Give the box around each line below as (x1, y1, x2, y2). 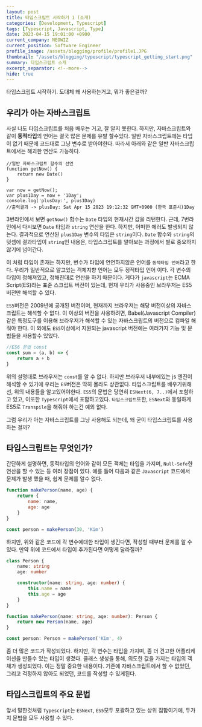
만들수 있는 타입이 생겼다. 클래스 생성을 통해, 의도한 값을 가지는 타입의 (22, 655, 186, 662)
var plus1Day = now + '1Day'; (6, 192, 83, 199)
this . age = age (28, 591, 66, 597)
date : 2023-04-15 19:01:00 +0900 (6, 31, 90, 38)
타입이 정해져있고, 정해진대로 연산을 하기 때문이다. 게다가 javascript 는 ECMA (6, 274, 190, 281)
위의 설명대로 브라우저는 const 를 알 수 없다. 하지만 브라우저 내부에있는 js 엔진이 (6, 373, 193, 380)
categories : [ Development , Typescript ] (6, 20, 107, 26)
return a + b (17, 355, 50, 361)
